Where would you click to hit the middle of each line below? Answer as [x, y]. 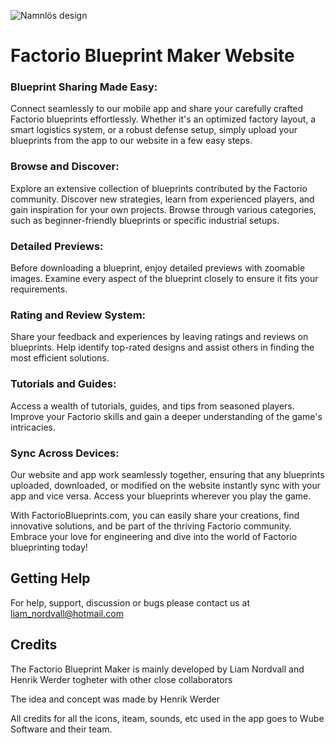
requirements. [39, 289]
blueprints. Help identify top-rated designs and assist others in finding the [162, 347]
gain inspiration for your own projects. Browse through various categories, [163, 209]
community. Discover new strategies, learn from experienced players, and [162, 199]
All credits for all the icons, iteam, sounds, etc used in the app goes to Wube [167, 718]
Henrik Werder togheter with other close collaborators [121, 679]
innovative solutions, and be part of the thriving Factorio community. [151, 526]
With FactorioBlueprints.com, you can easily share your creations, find [155, 515]
